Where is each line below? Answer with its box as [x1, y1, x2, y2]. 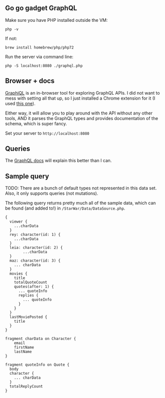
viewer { [9, 219, 28, 225]
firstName [14, 345, 35, 350]
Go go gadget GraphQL [5, 4, 78, 12]
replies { [18, 293, 39, 298]
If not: [5, 35, 17, 41]
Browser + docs [5, 77, 55, 85]
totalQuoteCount [14, 280, 48, 285]
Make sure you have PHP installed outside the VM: [5, 17, 108, 23]
